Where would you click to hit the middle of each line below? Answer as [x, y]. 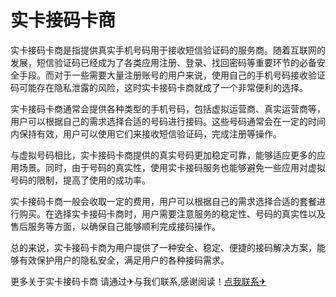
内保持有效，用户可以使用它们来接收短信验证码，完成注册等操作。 [146, 133]
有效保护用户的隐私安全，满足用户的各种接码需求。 [124, 260]
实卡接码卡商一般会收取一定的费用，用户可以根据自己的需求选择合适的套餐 [163, 201]
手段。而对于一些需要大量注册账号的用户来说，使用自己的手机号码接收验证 [172, 75]
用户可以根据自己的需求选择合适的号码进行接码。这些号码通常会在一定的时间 [168, 121]
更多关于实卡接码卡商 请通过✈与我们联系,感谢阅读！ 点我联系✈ [138, 281]
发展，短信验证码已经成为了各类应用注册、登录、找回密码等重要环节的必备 [163, 62]
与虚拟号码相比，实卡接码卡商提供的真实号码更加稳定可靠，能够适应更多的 [163, 155]
